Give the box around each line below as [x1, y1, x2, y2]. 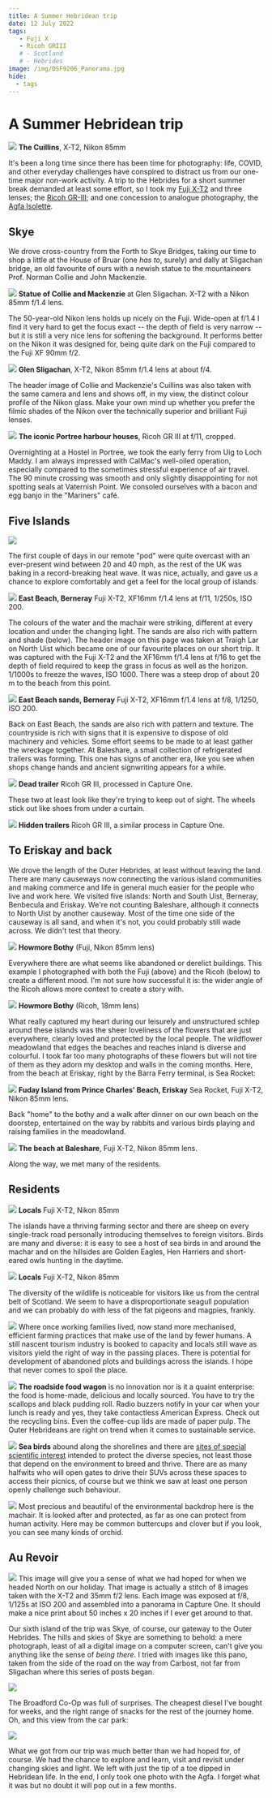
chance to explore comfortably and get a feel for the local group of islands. [8, 577, 259, 587]
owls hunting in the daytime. [29, 1255, 124, 1265]
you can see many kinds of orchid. [8, 1527, 124, 1537]
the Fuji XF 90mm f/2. [8, 348, 81, 358]
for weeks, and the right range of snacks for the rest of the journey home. [8, 1706, 254, 1716]
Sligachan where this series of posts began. [8, 1666, 155, 1676]
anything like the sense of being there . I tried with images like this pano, [8, 1649, 249, 1659]
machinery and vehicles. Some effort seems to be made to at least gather [8, 736, 253, 747]
